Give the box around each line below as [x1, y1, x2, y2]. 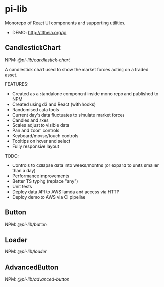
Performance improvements [12, 173, 70, 179]
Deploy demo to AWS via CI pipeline [12, 194, 86, 200]
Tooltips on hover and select [12, 138, 71, 144]
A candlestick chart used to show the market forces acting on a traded [5, 66, 149, 72]
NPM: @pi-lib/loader [5, 248, 47, 255]
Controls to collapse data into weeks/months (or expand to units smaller [12, 162, 159, 168]
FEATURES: [5, 81, 29, 87]
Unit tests [12, 183, 32, 189]
